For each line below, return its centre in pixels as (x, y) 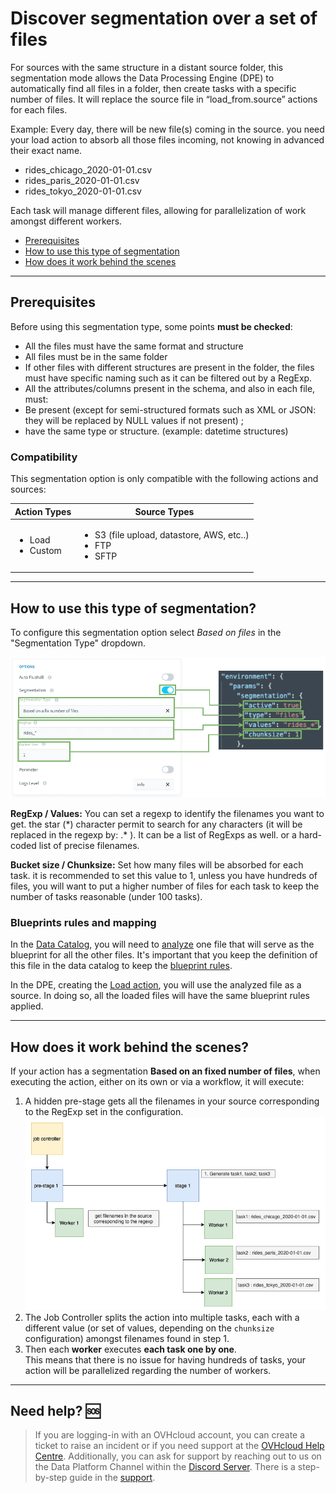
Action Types (43, 511)
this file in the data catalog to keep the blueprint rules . (121, 966)
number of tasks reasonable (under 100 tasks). (106, 897)
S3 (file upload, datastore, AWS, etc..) (172, 534)
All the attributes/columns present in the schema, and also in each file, (170, 388)
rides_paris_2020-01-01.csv (82, 180)
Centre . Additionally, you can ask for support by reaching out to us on (178, 1456)
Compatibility (44, 457)
